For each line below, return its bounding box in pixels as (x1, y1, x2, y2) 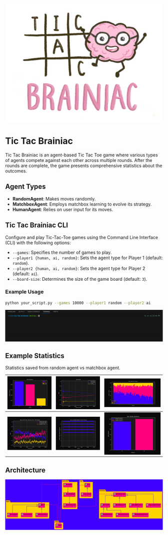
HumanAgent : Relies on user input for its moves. (12, 206, 113, 212)
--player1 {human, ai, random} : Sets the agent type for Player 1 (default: (12, 255, 163, 261)
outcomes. (5, 167, 27, 174)
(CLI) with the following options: (5, 240, 71, 246)
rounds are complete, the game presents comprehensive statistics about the (5, 162, 162, 168)
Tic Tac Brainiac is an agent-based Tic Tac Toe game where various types (5, 152, 158, 158)
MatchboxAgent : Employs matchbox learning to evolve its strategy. (12, 201, 152, 207)
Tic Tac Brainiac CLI (5, 221, 68, 230)
